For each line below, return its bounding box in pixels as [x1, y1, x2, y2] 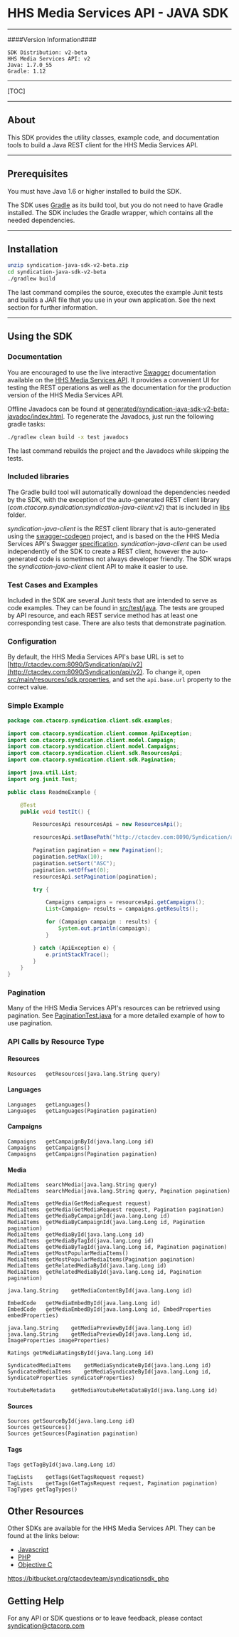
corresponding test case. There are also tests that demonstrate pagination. [7, 619, 227, 627]
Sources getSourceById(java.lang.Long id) [7, 1418, 135, 1425]
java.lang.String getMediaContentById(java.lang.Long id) [7, 1287, 193, 1295]
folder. [7, 511, 26, 519]
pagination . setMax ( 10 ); [33, 853, 103, 860]
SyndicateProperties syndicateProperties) [7, 1374, 135, 1382]
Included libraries [7, 471, 70, 481]
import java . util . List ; [7, 769, 78, 776]
